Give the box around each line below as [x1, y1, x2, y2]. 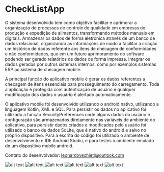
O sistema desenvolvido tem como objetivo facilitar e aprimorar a [5, 20, 137, 25]
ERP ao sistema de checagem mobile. [5, 66, 82, 72]
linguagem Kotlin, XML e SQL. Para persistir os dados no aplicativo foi [5, 106, 146, 112]
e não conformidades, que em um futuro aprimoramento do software [5, 50, 144, 57]
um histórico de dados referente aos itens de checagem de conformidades [5, 46, 157, 51]
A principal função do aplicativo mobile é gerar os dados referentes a [5, 76, 145, 82]
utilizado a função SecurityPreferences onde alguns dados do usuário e [5, 111, 151, 117]
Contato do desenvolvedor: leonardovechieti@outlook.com [5, 152, 124, 158]
